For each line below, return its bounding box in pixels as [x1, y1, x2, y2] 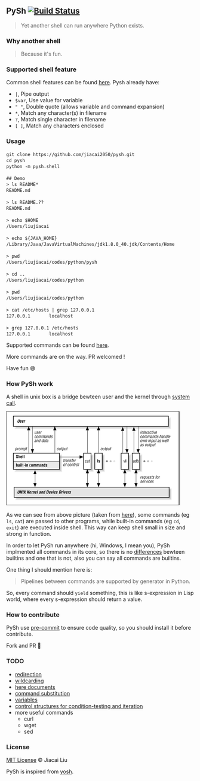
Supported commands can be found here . [6, 341, 109, 349]
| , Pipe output [14, 90, 50, 97]
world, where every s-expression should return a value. [6, 596, 143, 603]
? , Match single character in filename [14, 116, 106, 123]
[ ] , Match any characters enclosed [14, 122, 104, 129]
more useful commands [14, 709, 73, 716]
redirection [14, 670, 42, 678]
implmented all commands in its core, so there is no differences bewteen [6, 548, 185, 555]
